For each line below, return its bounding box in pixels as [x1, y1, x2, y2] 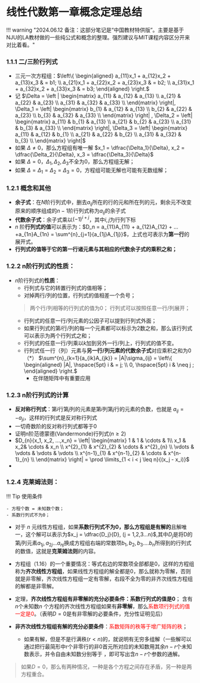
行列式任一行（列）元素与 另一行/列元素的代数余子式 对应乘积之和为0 [23, 347, 192, 354]
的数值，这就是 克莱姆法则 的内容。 [14, 548, 99, 555]
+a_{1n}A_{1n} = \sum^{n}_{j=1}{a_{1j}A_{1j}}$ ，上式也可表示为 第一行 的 [14, 231, 190, 238]
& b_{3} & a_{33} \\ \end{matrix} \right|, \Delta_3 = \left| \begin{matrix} [14, 125, 188, 132]
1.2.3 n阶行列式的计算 [6, 391, 69, 399]
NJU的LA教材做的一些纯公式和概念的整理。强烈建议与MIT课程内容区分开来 [6, 33, 190, 41]
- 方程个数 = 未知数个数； [6, 505, 64, 512]
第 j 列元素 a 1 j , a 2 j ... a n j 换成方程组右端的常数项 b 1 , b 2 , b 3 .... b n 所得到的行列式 [14, 539, 192, 548]
